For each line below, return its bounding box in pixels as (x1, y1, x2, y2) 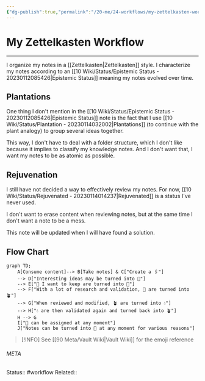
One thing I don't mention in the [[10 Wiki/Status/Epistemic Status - (6, 108, 175, 115)
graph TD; (6, 263, 32, 269)
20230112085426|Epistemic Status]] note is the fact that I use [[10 (6, 114, 173, 122)
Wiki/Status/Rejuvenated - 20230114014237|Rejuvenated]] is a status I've (6, 193, 191, 200)
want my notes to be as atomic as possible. (6, 152, 115, 159)
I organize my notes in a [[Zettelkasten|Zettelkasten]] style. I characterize (6, 61, 191, 68)
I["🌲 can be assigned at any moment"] (17, 320, 116, 326)
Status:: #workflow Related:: (6, 369, 77, 376)
